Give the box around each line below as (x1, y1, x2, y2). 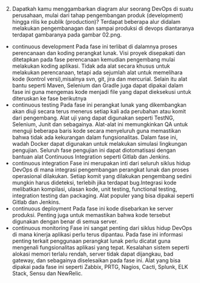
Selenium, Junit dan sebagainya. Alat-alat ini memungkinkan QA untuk (12, 121, 188, 127)
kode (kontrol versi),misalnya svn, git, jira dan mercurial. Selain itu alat (12, 76, 187, 82)
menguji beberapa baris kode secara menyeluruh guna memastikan (12, 127, 181, 134)
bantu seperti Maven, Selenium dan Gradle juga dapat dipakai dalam (12, 82, 184, 89)
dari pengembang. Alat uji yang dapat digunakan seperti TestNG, (12, 114, 175, 121)
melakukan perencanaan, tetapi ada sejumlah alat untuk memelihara (12, 69, 183, 76)
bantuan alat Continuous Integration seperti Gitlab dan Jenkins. (12, 153, 171, 160)
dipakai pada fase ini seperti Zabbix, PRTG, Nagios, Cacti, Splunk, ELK (12, 263, 188, 270)
